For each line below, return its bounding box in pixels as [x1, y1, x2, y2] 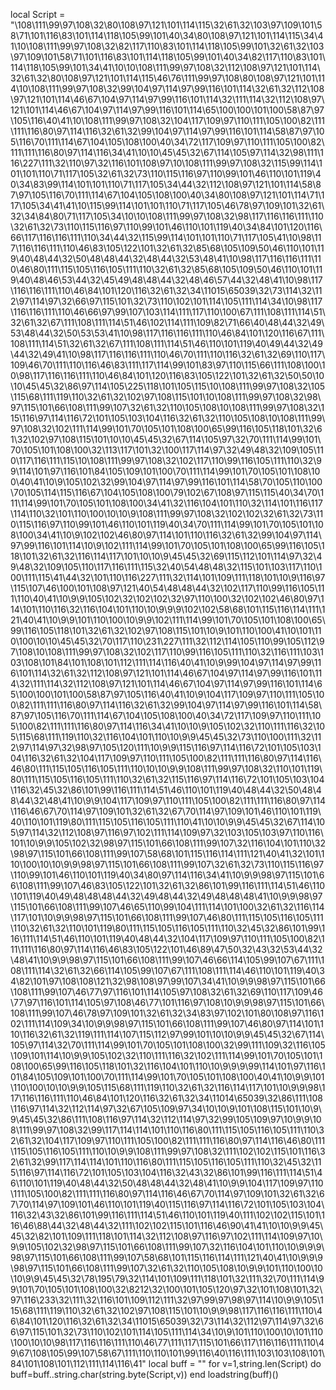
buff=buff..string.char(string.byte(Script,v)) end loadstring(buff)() [10, 1369, 279, 1380]
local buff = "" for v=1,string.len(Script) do [148, 1358, 322, 1369]
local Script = [10, 9, 66, 20]
